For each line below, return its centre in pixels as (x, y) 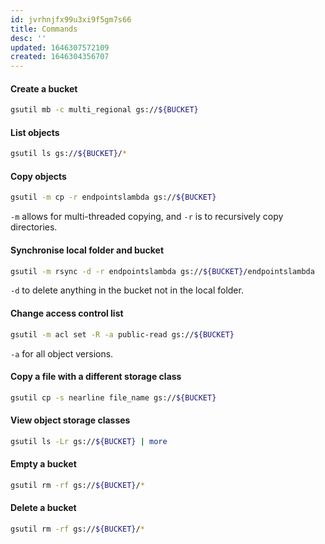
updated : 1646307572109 (60, 47)
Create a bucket (44, 88)
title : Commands (44, 29)
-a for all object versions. (62, 353)
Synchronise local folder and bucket (87, 250)
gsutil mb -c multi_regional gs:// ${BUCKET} (104, 110)
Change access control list (67, 313)
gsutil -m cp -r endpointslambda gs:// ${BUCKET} (113, 197)
